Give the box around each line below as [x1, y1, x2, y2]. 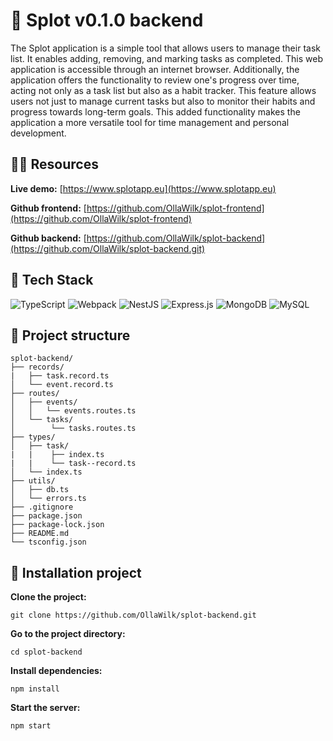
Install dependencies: [10, 665, 103, 677]
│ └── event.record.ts [10, 380, 114, 390]
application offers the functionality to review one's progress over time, [10, 74, 300, 86]
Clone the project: [10, 591, 87, 603]
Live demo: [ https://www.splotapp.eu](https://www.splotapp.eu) [10, 182, 277, 194]
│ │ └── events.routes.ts [10, 406, 137, 416]
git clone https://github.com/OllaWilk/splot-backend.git [10, 610, 257, 621]
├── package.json [10, 511, 83, 521]
